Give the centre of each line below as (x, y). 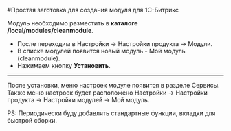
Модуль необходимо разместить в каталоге (73, 23)
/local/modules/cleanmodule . (51, 31)
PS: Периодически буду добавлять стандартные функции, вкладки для (111, 113)
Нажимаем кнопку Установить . (64, 65)
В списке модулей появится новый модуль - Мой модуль (101, 51)
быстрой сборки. (32, 120)
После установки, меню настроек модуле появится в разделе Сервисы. (113, 85)
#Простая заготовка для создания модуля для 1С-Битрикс (93, 10)
